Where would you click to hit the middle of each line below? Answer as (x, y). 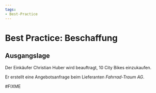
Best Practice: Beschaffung (61, 38)
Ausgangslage (27, 56)
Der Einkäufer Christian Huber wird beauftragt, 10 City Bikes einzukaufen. (78, 67)
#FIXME (13, 86)
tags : (10, 9)
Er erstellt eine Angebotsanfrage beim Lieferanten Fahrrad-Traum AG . (75, 77)
